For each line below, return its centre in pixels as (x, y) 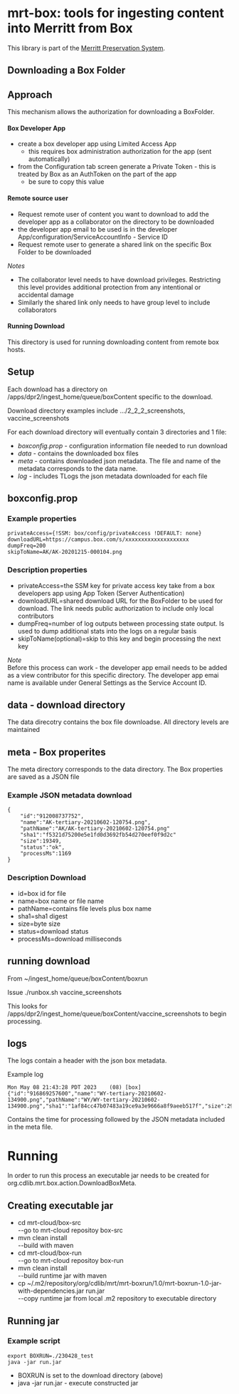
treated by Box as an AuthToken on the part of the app (97, 174)
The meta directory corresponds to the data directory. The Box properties (115, 769)
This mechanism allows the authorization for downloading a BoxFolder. (111, 112)
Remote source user (38, 198)
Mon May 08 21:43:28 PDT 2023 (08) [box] (74, 1088)
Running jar (33, 1321)
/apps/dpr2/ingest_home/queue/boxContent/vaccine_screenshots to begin (117, 1013)
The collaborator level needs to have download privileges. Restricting (119, 279)
